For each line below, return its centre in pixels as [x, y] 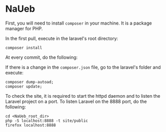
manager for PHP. [24, 28]
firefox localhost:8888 [31, 125]
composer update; [24, 86]
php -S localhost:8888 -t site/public [47, 121]
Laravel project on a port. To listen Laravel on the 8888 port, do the [76, 101]
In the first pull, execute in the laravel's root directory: [62, 38]
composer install [24, 48]
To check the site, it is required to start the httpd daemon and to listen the [83, 96]
